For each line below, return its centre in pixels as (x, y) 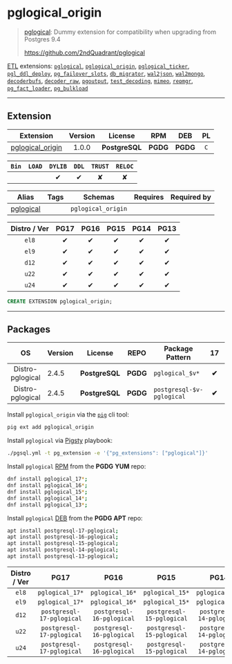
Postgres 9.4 (42, 39)
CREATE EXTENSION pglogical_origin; (60, 301)
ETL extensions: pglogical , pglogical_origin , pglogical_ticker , (98, 66)
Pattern (178, 357)
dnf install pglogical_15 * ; (48, 492)
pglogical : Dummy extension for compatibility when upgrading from (120, 32)
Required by (191, 197)
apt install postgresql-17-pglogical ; (63, 531)
